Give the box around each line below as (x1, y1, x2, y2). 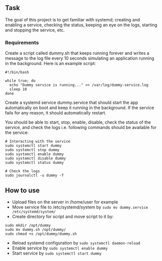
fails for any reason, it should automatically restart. (5, 110, 107, 116)
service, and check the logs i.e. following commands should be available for (5, 125, 157, 130)
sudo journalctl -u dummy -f (5, 173, 64, 178)
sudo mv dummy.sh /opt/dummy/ (5, 227, 66, 232)
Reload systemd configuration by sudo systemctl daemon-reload (12, 240, 141, 245)
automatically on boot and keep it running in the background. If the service (5, 105, 154, 111)
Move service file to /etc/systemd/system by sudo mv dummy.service (12, 204, 148, 210)
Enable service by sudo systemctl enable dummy (12, 245, 108, 251)
